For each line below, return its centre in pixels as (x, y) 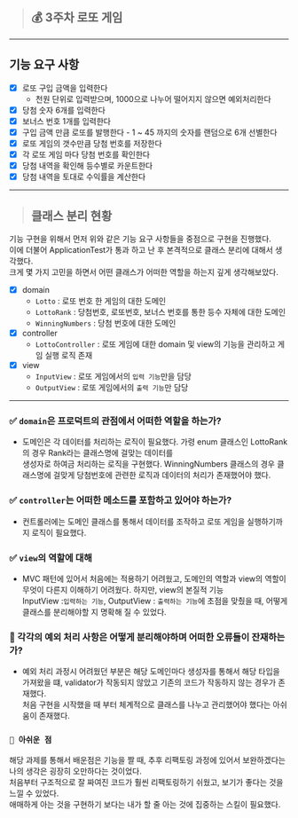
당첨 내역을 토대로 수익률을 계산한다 (84, 177)
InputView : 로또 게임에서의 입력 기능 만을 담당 (114, 376)
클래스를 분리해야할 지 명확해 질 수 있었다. (94, 612)
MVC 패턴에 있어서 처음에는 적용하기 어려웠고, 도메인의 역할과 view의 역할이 (154, 579)
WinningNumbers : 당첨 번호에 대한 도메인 (106, 323)
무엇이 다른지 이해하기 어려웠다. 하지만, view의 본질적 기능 (123, 590)
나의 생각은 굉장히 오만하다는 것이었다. (75, 771)
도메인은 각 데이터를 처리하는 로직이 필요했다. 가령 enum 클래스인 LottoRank (155, 442)
